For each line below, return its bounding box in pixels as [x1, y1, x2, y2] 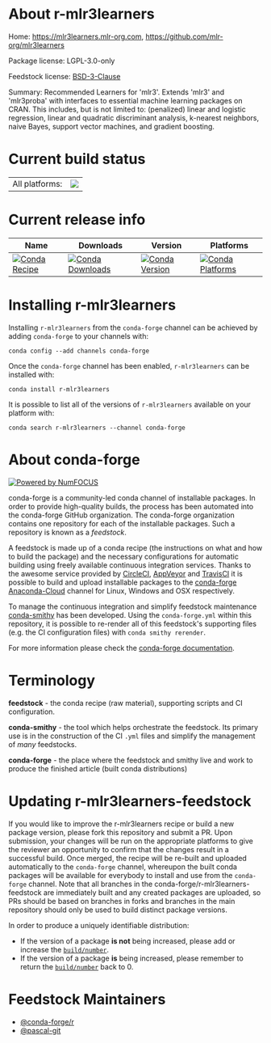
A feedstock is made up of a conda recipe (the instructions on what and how [8, 543, 263, 552]
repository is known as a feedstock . [8, 527, 127, 537]
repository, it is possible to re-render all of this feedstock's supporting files [8, 619, 256, 628]
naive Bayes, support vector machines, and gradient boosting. [8, 121, 215, 131]
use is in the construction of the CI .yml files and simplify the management [8, 731, 256, 741]
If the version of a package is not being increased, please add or [19, 935, 236, 946]
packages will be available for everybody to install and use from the [8, 870, 233, 880]
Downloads [77, 239, 123, 251]
